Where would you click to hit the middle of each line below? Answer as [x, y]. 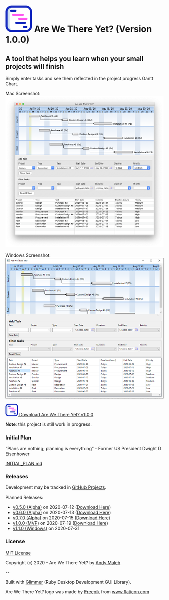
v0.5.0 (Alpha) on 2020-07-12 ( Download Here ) [62, 507]
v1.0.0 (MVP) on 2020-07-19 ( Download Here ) [60, 523]
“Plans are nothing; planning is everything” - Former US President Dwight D [83, 449]
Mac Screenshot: [23, 94]
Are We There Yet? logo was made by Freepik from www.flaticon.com [77, 592]
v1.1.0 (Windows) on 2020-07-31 [46, 529]
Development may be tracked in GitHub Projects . [56, 487]
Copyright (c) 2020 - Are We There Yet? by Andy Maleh [63, 562]
